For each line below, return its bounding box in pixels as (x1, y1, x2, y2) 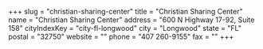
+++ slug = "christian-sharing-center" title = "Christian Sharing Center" (8, 7, 243, 16)
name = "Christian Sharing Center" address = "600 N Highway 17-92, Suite (8, 15, 255, 24)
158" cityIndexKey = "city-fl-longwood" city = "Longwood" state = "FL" (8, 24, 241, 32)
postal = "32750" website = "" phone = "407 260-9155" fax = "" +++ (8, 32, 234, 41)
